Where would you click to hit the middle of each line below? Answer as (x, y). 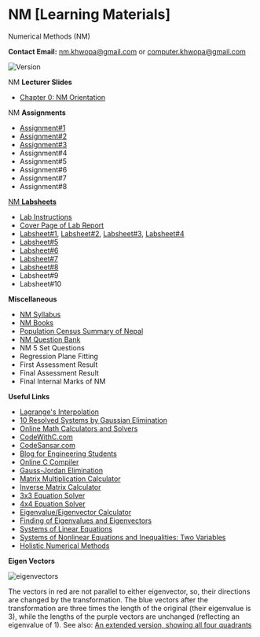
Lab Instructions (46, 217)
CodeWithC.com (46, 437)
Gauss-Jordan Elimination (61, 470)
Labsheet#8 (39, 267)
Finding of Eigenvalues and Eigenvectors (85, 520)
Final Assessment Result (59, 372)
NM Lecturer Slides (40, 82)
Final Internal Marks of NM (62, 381)
